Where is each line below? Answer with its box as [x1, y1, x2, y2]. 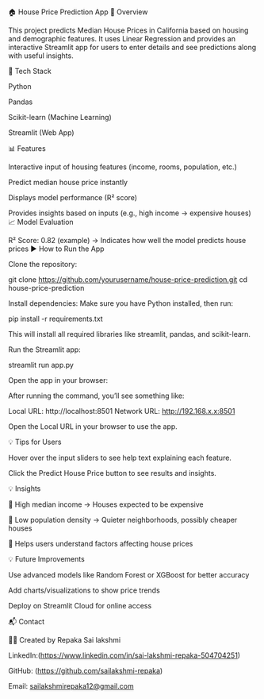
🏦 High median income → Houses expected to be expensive [8, 500, 204, 509]
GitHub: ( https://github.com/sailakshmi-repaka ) [8, 666, 163, 675]
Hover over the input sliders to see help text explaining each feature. [8, 453, 232, 462]
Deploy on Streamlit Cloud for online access [8, 601, 152, 610]
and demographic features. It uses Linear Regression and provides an [8, 34, 236, 43]
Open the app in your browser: [8, 376, 109, 384]
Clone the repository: [8, 260, 78, 268]
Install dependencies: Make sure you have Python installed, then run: [8, 299, 234, 308]
